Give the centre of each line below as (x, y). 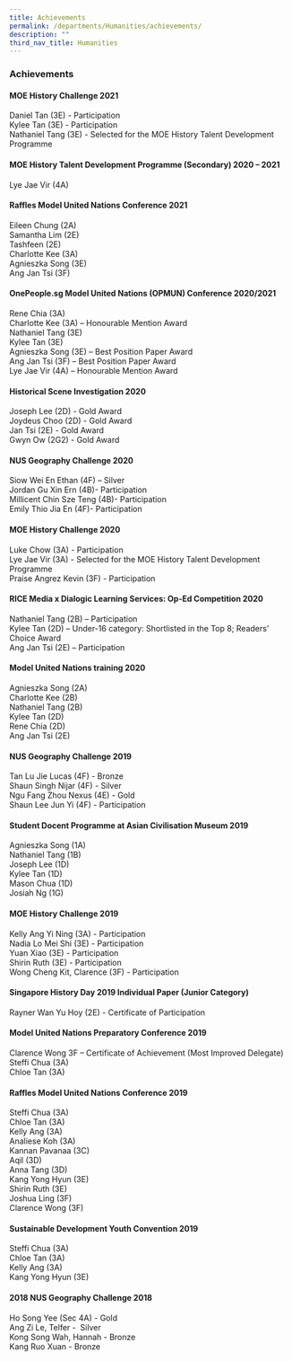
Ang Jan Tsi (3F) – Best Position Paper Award (93, 361)
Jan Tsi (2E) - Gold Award (57, 430)
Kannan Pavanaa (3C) (50, 1151)
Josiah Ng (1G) (37, 893)
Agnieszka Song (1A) (48, 845)
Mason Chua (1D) (41, 884)
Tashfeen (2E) (35, 244)
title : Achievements (48, 18)
